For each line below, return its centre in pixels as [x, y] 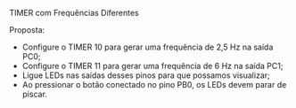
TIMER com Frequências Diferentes [74, 13]
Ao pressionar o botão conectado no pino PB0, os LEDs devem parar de [154, 85]
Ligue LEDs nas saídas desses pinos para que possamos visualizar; [146, 75]
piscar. [34, 94]
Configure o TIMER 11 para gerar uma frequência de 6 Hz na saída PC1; [152, 66]
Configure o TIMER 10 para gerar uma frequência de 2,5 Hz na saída [148, 47]
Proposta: [27, 30]
